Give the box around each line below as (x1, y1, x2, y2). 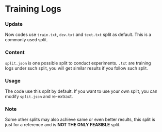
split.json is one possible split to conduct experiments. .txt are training (5, 60, 151, 66)
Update (5, 21, 23, 28)
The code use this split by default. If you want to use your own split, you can (5, 88, 158, 94)
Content (5, 49, 25, 56)
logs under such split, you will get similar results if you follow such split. (5, 65, 148, 71)
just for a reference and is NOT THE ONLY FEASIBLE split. (5, 122, 121, 128)
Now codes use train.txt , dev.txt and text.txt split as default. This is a (5, 32, 151, 37)
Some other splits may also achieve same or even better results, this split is (5, 116, 155, 122)
